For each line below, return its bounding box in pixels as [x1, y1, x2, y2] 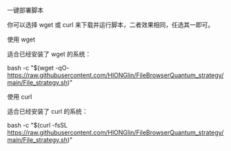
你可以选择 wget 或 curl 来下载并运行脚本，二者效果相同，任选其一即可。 [7, 21, 214, 29]
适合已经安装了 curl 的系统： [7, 108, 88, 115]
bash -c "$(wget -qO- [7, 64, 70, 72]
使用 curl [7, 92, 32, 101]
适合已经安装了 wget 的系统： [7, 50, 92, 58]
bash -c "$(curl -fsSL [7, 121, 68, 129]
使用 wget [7, 35, 36, 43]
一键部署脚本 [7, 6, 43, 14]
